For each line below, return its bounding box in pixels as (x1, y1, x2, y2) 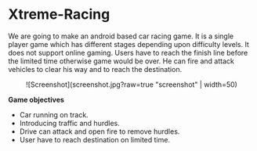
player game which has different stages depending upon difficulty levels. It (8, 39, 249, 49)
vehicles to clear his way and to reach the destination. (8, 64, 183, 74)
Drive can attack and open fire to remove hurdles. (19, 127, 180, 136)
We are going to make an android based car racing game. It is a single (8, 31, 234, 41)
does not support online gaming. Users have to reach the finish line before (8, 48, 248, 57)
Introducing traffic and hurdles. (19, 118, 120, 128)
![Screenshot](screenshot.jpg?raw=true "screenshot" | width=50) (26, 80, 237, 89)
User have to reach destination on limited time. (19, 135, 171, 144)
